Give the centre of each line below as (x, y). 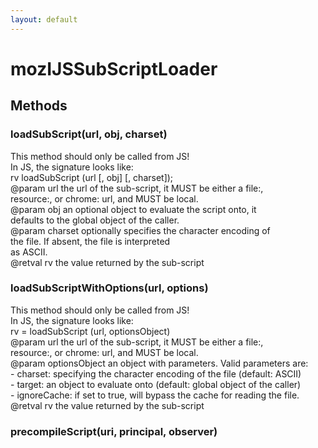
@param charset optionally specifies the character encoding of (140, 230)
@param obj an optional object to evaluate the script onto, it (133, 209)
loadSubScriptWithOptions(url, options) (109, 288)
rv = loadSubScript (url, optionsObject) (90, 331)
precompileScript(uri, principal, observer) (114, 431)
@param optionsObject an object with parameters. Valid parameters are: (159, 363)
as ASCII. (29, 252)
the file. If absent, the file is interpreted (90, 241)
